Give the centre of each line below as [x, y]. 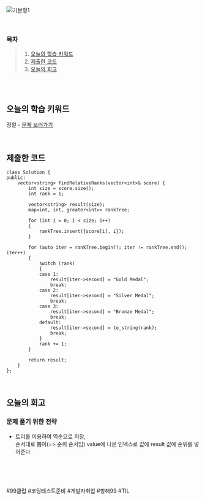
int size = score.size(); [61, 188]
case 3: [49, 306]
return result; [48, 360]
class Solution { [28, 172]
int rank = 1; [46, 194]
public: [16, 178]
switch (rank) [57, 263]
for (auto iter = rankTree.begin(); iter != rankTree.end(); [108, 247]
